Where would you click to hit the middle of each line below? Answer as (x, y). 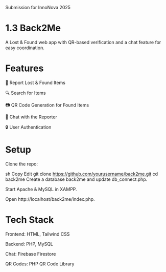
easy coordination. (25, 48)
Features (25, 68)
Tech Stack (30, 220)
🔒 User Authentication (28, 127)
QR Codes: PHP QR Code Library (40, 264)
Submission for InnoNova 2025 (38, 7)
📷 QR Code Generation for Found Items (47, 105)
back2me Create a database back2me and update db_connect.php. (76, 179)
